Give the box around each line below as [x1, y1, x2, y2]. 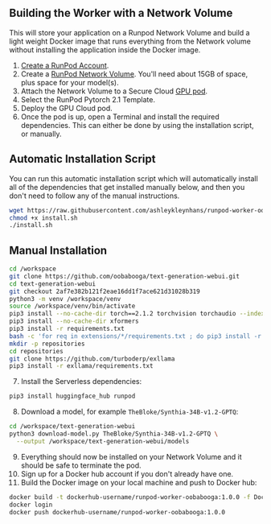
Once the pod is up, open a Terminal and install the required [20, 112, 220, 122]
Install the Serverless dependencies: [20, 377, 142, 386]
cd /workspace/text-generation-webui [9, 423, 136, 431]
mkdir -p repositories [9, 340, 85, 348]
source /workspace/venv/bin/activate [9, 302, 136, 311]
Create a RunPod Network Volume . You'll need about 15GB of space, [20, 68, 248, 79]
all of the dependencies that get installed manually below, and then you [9, 182, 245, 192]
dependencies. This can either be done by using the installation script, [20, 120, 254, 130]
